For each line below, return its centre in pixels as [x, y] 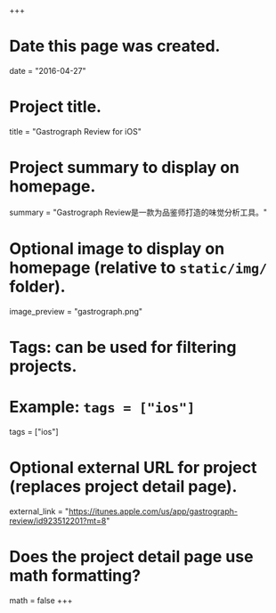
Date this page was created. [115, 46]
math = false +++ [41, 600]
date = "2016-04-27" [48, 70]
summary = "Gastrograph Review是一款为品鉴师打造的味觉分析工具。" [138, 212]
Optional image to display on [117, 249]
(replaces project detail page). [123, 487]
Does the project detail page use [131, 557]
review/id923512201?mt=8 [58, 520]
